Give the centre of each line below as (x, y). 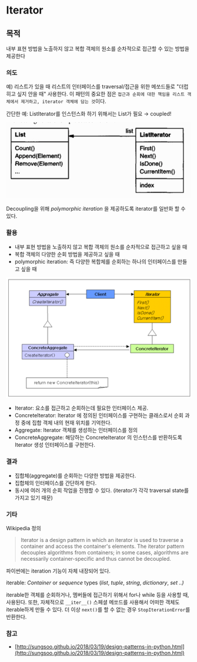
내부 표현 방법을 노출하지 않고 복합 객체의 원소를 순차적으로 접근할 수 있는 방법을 (98, 49)
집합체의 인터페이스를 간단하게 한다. (56, 483)
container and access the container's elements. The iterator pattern (102, 546)
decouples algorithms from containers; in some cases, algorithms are (104, 552)
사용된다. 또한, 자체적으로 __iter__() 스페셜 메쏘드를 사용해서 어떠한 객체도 (93, 602)
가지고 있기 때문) (34, 497)
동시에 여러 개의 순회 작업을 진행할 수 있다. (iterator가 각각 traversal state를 (102, 490)
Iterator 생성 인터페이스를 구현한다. (55, 445)
